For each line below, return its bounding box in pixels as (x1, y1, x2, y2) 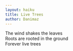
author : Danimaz (5, 16, 39, 21)
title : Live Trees (5, 12, 43, 17)
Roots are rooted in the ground (5, 35, 68, 41)
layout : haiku (5, 7, 35, 12)
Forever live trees (5, 41, 41, 47)
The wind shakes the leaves (5, 30, 62, 36)
